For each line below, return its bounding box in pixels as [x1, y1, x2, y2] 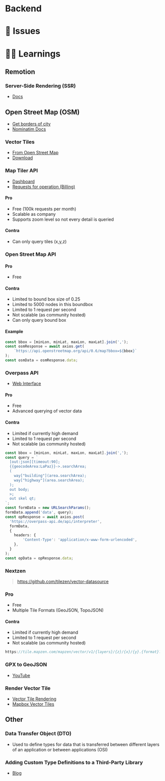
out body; [9, 487, 29, 492]
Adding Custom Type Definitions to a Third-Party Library [5, 759, 143, 766]
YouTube [12, 672, 30, 678]
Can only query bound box [12, 317, 66, 323]
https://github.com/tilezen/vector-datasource [17, 578, 109, 584]
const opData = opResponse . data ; [5, 555, 74, 561]
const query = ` [5, 455, 38, 460]
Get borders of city [12, 121, 51, 127]
